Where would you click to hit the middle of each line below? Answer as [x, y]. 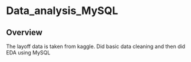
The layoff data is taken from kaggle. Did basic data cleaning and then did [96, 46]
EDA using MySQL [28, 53]
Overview [24, 32]
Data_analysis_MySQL [62, 11]
